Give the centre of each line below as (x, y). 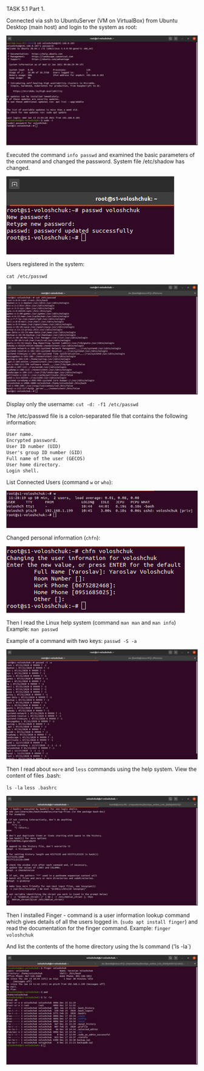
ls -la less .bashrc (32, 788)
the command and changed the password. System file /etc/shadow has (96, 161)
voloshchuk (20, 935)
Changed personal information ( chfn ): (53, 538)
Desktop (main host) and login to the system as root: (72, 27)
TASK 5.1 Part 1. (25, 9)
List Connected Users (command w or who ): (60, 482)
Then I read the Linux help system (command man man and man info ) (91, 623)
